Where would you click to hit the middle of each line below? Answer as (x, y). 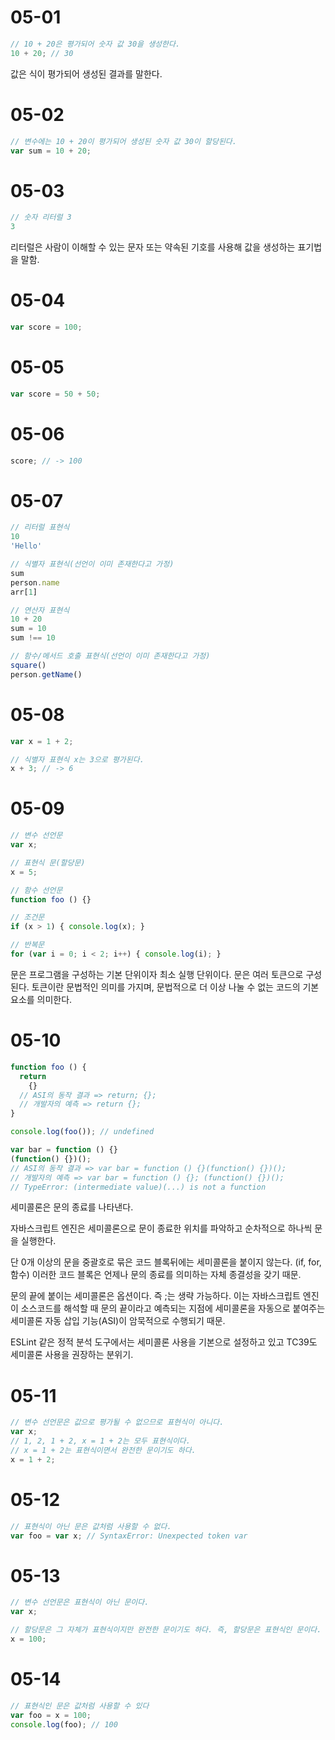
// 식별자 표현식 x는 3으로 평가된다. (77, 759)
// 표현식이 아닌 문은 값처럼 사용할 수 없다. (91, 1526)
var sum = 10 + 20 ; (51, 151)
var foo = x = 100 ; (51, 1715)
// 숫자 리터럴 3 (41, 217)
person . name (35, 582)
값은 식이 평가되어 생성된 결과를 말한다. (86, 73)
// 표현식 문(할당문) (48, 862)
